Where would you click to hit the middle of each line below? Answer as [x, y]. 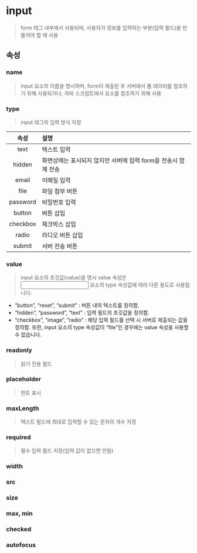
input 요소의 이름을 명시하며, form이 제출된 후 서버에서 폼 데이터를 [96, 86]
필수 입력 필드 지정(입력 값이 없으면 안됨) [67, 451]
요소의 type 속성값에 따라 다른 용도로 [132, 285]
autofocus [21, 545]
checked [19, 530]
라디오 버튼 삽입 [62, 235]
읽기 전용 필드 [36, 364]
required [18, 438]
